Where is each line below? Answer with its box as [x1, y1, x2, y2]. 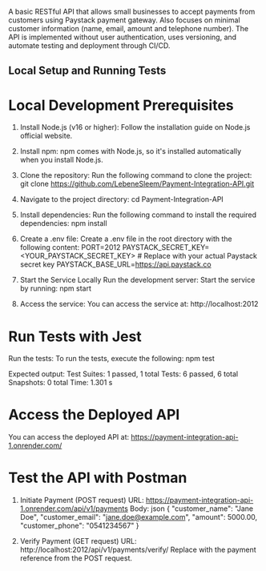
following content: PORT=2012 [19, 243, 121, 252]
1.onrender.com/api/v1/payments [19, 504, 128, 513]
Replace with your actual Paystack [143, 251, 258, 261]
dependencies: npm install [19, 219, 107, 228]
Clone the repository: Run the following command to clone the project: [19, 171, 252, 180]
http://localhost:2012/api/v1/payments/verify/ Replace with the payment [19, 545, 256, 555]
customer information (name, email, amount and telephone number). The [8, 24, 249, 33]
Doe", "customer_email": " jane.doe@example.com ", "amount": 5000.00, [19, 513, 258, 522]
